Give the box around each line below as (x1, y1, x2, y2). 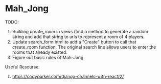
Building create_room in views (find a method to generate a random (12, 28, 148, 34)
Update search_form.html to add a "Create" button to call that (12, 39, 137, 44)
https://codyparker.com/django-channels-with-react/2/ (12, 73, 124, 79)
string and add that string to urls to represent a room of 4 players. (12, 34, 145, 40)
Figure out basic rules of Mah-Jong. (12, 54, 85, 60)
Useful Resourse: (5, 64, 40, 70)
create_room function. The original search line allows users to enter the (12, 44, 156, 50)
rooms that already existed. (12, 49, 68, 55)
